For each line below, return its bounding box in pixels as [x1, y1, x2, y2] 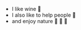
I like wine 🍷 [11, 6, 41, 12]
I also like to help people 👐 [11, 12, 76, 18]
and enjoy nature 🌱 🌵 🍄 [11, 18, 68, 24]
